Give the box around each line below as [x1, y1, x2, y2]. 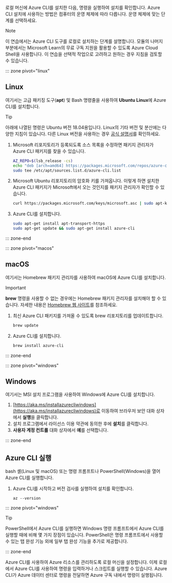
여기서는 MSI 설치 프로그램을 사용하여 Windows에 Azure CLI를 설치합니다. [5, 391, 156, 397]
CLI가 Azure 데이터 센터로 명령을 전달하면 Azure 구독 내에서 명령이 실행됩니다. [5, 572, 163, 578]
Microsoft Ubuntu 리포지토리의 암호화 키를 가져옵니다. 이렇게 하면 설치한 [12, 178, 160, 184]
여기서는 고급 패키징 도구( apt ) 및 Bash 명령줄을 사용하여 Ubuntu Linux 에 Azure [5, 97, 166, 103]
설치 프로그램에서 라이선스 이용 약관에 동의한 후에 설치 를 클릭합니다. [12, 421, 149, 427]
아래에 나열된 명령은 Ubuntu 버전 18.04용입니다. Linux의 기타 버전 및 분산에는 [5, 124, 161, 130]
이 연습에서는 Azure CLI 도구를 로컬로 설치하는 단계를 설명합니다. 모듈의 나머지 [5, 38, 163, 44]
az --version [12, 496, 41, 501]
